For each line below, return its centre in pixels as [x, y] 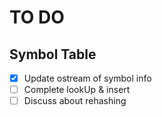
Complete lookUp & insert [77, 90]
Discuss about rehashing [75, 101]
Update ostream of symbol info [87, 78]
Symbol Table [53, 54]
